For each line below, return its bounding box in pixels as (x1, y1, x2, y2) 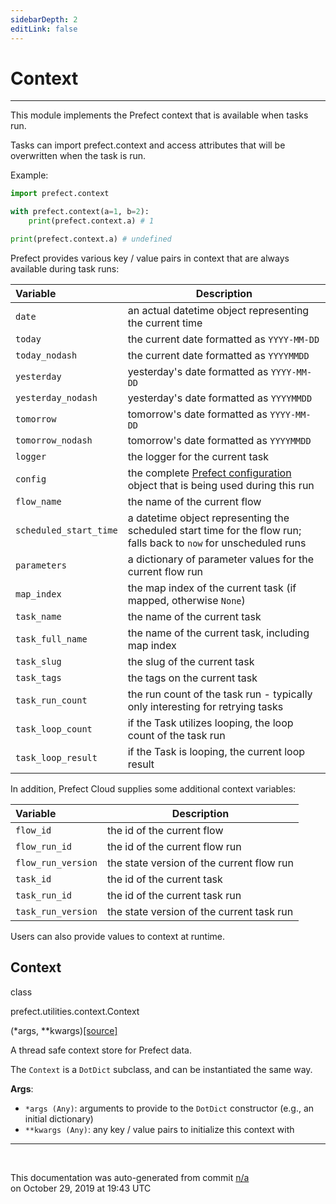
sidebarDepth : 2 (10, 14, 78, 25)
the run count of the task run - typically (127, 687, 313, 701)
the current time (127, 316, 203, 330)
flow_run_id (15, 841, 73, 852)
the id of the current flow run (106, 839, 242, 853)
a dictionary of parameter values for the (127, 552, 315, 566)
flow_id (15, 824, 52, 836)
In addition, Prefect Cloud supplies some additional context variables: (10, 782, 297, 795)
